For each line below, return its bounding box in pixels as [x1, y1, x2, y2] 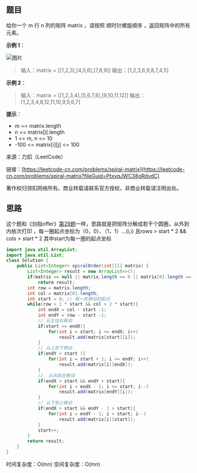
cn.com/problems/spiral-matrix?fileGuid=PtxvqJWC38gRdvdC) [6, 172, 160, 179]
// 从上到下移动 [37, 345, 73, 351]
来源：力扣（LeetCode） [6, 153, 67, 160]
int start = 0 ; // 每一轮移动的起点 [27, 296, 110, 302]
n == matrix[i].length [14, 128, 65, 135]
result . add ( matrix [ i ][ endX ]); [58, 362, 133, 368]
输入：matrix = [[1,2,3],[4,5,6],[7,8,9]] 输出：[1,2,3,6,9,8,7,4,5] [20, 67, 169, 74]
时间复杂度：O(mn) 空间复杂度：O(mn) [6, 461, 100, 468]
